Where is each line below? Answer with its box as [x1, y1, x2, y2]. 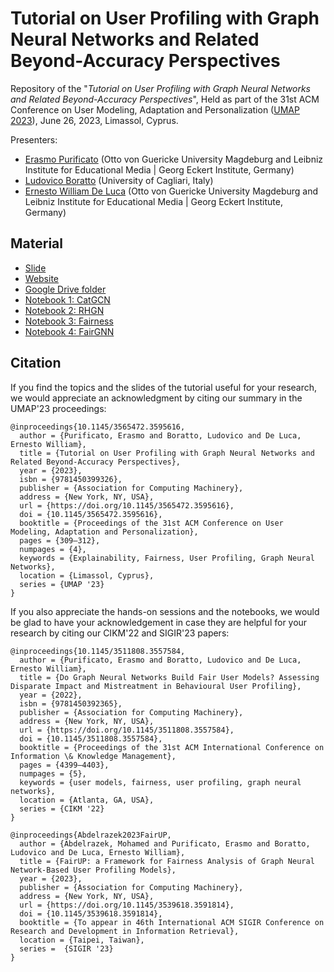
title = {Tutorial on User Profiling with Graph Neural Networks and [19, 448, 315, 458]
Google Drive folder [24, 283, 107, 295]
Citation [10, 355, 62, 372]
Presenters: [10, 133, 58, 146]
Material [10, 235, 63, 252]
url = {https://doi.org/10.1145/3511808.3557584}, [19, 725, 235, 735]
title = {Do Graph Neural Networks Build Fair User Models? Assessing [19, 672, 320, 682]
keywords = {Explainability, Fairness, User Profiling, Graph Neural [19, 553, 315, 563]
